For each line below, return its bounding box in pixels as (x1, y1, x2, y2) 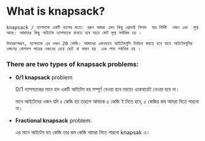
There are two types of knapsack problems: (6, 60, 139, 68)
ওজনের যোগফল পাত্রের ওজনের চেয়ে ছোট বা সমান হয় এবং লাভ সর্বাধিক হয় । (6, 46, 141, 52)
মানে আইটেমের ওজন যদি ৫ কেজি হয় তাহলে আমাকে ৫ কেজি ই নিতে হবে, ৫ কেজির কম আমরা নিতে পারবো (15, 98, 199, 105)
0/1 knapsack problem (15, 74, 73, 81)
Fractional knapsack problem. (15, 117, 92, 125)
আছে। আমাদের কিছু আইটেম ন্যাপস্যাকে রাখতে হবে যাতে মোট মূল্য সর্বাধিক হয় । (6, 29, 142, 36)
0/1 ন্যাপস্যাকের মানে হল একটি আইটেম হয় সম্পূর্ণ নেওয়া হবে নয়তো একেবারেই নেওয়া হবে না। (15, 85, 179, 93)
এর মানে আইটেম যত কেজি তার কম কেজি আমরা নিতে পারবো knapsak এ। (15, 129, 150, 136)
